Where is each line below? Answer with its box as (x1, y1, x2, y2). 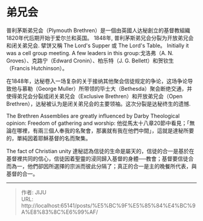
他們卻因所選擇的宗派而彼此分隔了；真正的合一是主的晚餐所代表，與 (27, 162, 197, 170)
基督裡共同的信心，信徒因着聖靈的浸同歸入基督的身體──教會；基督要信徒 (6, 155, 188, 162)
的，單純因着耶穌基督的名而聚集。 (6, 134, 91, 142)
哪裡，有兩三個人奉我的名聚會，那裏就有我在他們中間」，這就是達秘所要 (16, 127, 195, 134)
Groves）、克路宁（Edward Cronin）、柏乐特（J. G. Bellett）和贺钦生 (6, 57, 174, 64)
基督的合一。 (6, 170, 38, 177)
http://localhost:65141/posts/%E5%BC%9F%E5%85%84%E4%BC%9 (21, 202, 196, 209)
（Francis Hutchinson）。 (6, 64, 68, 71)
